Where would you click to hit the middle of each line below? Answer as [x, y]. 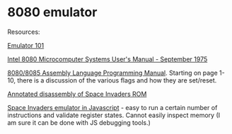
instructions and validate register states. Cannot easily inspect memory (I [114, 115]
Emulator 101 [26, 45]
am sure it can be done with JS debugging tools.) [79, 122]
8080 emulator [52, 12]
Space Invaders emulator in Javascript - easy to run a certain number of [112, 107]
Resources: [24, 32]
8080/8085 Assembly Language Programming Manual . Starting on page [112, 73]
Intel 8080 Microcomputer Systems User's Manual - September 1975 [108, 59]
